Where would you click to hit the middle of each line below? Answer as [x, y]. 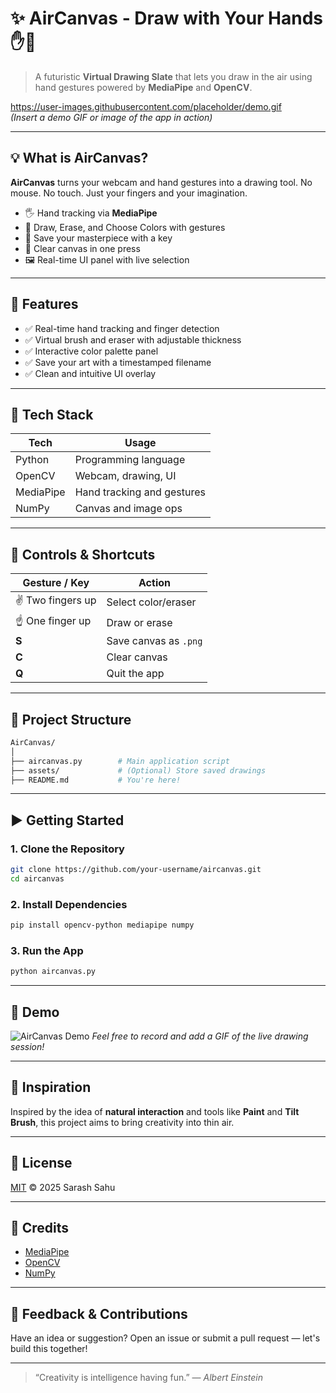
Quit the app [135, 674]
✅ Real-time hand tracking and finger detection [122, 328]
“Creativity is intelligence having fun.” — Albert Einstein [148, 1378]
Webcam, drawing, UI [125, 476]
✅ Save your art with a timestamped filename [118, 362]
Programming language [130, 460]
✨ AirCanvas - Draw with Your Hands [167, 18]
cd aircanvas [37, 878]
